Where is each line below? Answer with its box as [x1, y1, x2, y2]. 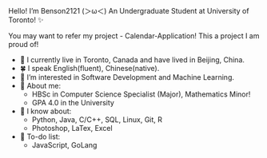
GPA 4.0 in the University [31, 98, 114, 107]
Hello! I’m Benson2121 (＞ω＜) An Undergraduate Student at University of [8, 6, 249, 15]
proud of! [8, 40, 39, 49]
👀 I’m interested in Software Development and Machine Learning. [19, 73, 234, 81]
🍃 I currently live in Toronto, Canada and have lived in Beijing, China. [19, 55, 245, 65]
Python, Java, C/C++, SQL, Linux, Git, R [31, 115, 162, 124]
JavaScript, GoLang [31, 140, 98, 149]
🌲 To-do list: [19, 132, 61, 141]
